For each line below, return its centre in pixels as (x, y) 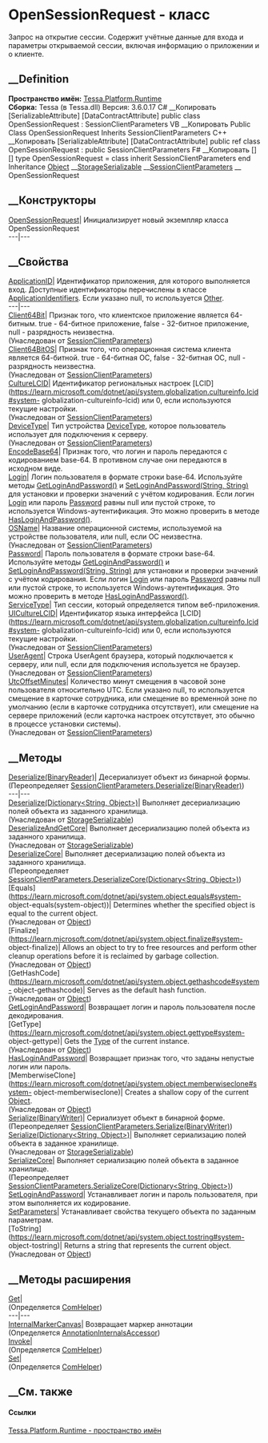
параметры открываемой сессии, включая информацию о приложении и (134, 45)
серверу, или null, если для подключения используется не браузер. (124, 665)
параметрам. (31, 1220)
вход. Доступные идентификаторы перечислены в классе (108, 289)
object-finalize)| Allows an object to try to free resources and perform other (133, 948)
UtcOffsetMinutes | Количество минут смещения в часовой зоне (117, 681)
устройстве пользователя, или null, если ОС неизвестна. (105, 537)
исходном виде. (36, 469)
